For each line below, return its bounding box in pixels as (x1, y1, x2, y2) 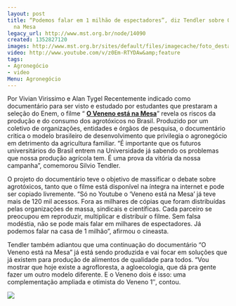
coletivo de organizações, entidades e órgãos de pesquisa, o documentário (7, 124, 226, 133)
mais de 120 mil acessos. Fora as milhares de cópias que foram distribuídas (7, 197, 226, 206)
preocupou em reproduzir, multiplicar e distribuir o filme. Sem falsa (7, 212, 201, 221)
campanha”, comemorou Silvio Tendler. (7, 162, 121, 170)
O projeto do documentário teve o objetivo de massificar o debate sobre (7, 175, 216, 183)
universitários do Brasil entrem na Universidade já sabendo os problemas (7, 146, 219, 155)
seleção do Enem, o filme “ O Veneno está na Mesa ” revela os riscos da (7, 109, 216, 118)
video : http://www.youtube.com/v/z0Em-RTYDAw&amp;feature (7, 50, 181, 57)
